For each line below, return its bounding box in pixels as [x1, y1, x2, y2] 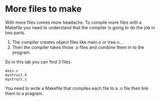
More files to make [5, 3, 82, 15]
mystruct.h [5, 72, 27, 77]
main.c [5, 68, 19, 73]
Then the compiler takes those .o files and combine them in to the [12, 44, 144, 50]
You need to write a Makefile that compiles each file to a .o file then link [5, 85, 149, 91]
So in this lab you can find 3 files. [5, 59, 72, 65]
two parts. [5, 30, 26, 35]
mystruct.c [5, 77, 27, 82]
